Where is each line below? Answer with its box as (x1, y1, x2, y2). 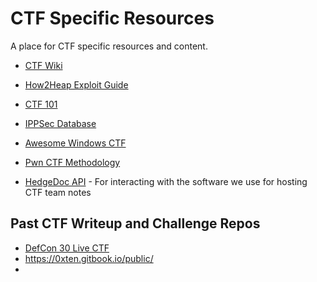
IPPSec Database (24, 117, 97, 129)
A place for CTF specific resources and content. (10, 40, 208, 52)
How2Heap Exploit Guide (24, 78, 129, 91)
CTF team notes (24, 186, 92, 198)
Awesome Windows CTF (24, 137, 127, 149)
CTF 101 (24, 98, 58, 110)
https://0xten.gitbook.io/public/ (24, 252, 154, 264)
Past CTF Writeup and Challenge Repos (10, 215, 261, 232)
